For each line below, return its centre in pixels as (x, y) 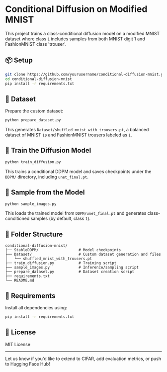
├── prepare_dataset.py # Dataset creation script (70, 272)
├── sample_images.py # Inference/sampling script (72, 268)
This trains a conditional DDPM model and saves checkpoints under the (78, 171)
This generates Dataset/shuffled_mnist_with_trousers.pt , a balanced (77, 130)
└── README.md (20, 280)
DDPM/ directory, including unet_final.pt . (47, 177)
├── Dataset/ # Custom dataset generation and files (83, 255)
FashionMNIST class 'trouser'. (36, 44)
